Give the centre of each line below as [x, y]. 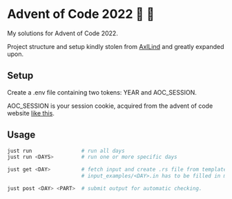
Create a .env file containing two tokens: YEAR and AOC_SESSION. [102, 92]
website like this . [31, 113]
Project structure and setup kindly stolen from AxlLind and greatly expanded [116, 46]
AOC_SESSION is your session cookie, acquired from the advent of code [110, 106]
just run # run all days [66, 151]
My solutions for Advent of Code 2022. [63, 33]
